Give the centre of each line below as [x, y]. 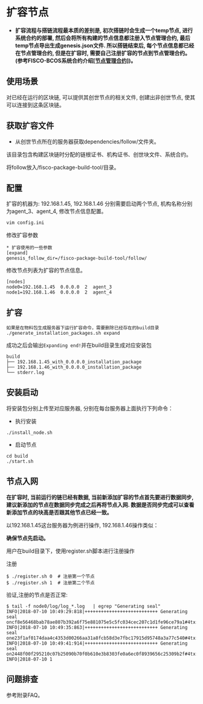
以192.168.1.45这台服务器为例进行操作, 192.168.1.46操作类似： [82, 525]
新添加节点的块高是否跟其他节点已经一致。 [59, 512]
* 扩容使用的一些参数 [29, 248]
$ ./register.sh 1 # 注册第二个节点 [50, 583]
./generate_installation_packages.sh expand [63, 334]
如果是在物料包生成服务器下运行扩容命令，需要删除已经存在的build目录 [83, 328]
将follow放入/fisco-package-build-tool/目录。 [63, 167]
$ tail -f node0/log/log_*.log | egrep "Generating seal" [84, 606]
